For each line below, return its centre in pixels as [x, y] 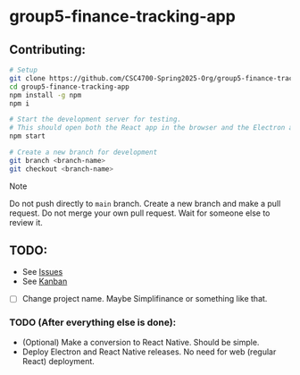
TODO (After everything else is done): [93, 322]
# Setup [24, 70]
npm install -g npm [46, 95]
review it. [26, 222]
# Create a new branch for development [83, 152]
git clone [28, 78]
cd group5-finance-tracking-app [69, 87]
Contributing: [48, 50]
